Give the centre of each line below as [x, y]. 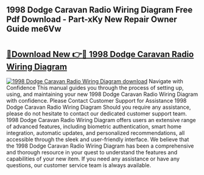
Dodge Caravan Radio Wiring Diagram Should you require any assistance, [99, 107]
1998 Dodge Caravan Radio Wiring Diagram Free [100, 10]
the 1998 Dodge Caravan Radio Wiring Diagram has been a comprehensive [100, 146]
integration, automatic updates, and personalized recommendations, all [96, 133]
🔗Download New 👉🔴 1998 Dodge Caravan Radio [100, 54]
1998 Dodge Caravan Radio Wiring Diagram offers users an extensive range [101, 120]
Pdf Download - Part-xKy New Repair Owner [92, 20]
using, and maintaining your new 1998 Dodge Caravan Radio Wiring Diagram [102, 94]
